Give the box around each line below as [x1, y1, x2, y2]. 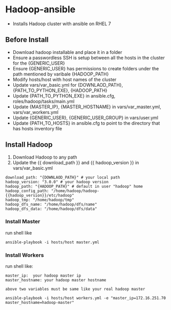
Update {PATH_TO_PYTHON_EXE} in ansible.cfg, [12, 92, 116, 99]
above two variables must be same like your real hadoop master [5, 286, 145, 292]
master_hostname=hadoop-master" [5, 300, 74, 305]
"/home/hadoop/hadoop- [51, 188, 100, 193]
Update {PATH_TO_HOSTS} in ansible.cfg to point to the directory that [12, 120, 160, 126]
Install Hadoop [5, 140, 53, 149]
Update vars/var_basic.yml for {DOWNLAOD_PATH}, [12, 82, 123, 88]
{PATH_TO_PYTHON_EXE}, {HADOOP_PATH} [12, 87, 108, 93]
